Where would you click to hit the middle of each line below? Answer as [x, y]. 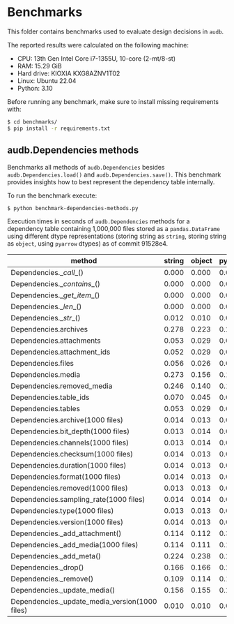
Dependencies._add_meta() [56, 556]
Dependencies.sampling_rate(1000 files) [78, 500]
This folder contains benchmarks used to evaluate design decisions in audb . [116, 31]
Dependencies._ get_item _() [55, 295]
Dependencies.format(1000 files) [66, 477]
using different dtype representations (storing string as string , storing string [117, 236]
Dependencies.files [42, 364]
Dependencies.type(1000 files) [62, 511]
